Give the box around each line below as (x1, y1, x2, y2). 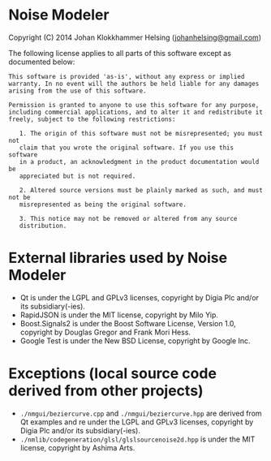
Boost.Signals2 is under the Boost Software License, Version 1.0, (19, 318, 237, 328)
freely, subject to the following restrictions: (8, 115, 176, 123)
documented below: (8, 57, 75, 67)
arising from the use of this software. (8, 87, 148, 95)
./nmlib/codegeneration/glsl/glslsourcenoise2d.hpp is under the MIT (19, 434, 256, 444)
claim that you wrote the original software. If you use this (19, 144, 234, 152)
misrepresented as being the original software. (19, 200, 187, 209)
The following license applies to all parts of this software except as (8, 48, 231, 58)
